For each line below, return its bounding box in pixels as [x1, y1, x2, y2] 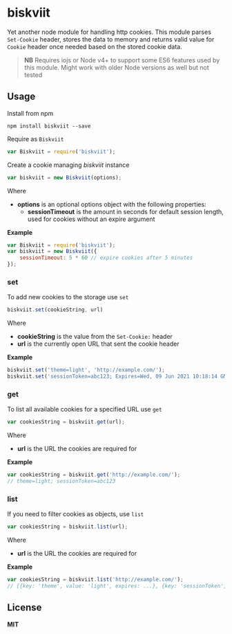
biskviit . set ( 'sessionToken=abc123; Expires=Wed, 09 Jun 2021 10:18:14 [7, 373, 217, 380]
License [7, 601, 42, 614]
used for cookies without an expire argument [27, 215, 155, 223]
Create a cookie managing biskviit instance [7, 161, 130, 169]
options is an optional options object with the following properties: [17, 200, 206, 209]
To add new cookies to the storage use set [7, 293, 129, 301]
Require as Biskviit [7, 134, 64, 143]
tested [23, 71, 43, 79]
